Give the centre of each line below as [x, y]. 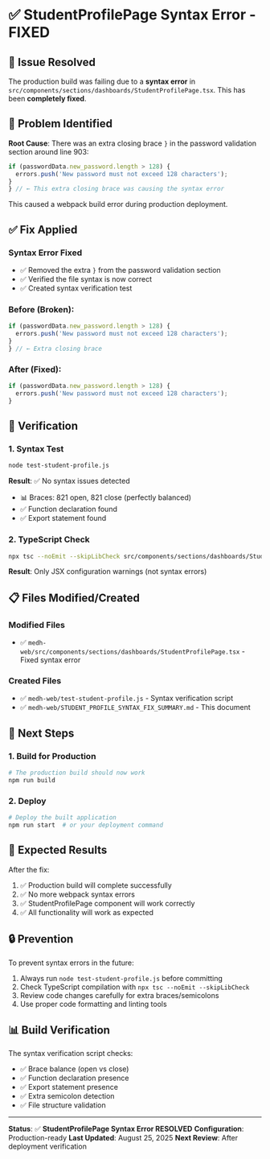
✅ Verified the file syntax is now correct [86, 279]
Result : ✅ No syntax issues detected [69, 481]
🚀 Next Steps [41, 733]
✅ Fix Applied [43, 230]
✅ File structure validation [63, 1105]
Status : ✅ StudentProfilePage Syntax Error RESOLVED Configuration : [126, 1129]
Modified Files [37, 625]
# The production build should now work [77, 773]
